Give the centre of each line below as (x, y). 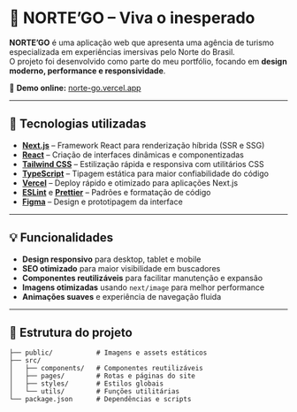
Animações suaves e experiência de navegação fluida (122, 296)
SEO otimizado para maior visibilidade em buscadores (121, 268)
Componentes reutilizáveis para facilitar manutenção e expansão (142, 278)
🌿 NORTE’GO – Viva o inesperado (132, 18)
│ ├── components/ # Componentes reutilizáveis (106, 369)
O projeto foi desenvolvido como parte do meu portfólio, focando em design (148, 61)
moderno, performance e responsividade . (88, 71)
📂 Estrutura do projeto (71, 332)
